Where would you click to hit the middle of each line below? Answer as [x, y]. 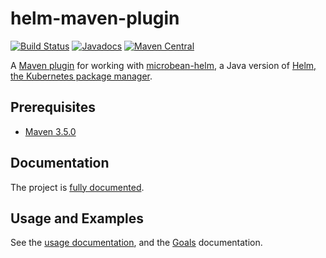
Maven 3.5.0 [50, 131]
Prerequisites [53, 107]
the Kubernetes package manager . [81, 76]
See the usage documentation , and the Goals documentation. [136, 243]
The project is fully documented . [77, 187]
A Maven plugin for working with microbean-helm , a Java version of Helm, [163, 65]
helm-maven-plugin [95, 18]
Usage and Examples [77, 218]
